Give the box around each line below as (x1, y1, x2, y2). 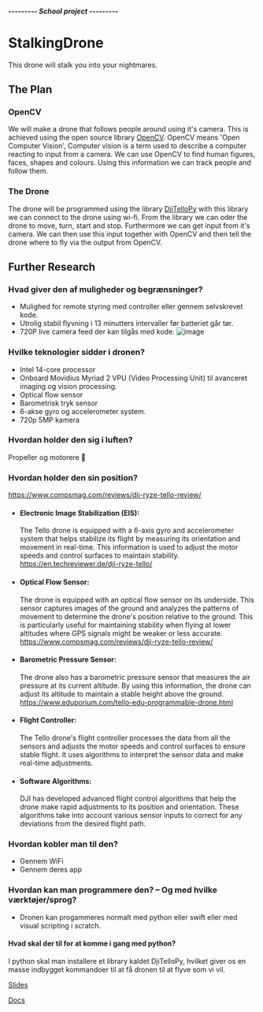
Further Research (8, 260, 96, 274)
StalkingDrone (8, 34, 104, 51)
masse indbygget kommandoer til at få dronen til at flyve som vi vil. (8, 965, 226, 974)
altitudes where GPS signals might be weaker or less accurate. (19, 628, 223, 638)
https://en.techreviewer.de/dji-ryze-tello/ (19, 559, 153, 569)
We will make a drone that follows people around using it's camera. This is (8, 125, 249, 134)
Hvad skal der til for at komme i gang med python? (8, 939, 176, 948)
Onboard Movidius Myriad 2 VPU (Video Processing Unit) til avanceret (19, 373, 248, 383)
